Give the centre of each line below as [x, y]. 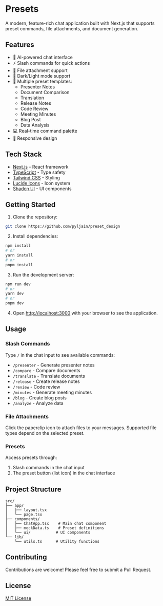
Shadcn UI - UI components [42, 189]
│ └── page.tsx [24, 515]
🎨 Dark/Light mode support [42, 76]
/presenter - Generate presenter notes [54, 365]
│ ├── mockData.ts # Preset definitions [55, 528]
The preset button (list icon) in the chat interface [64, 473]
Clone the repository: [35, 217]
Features [20, 45]
